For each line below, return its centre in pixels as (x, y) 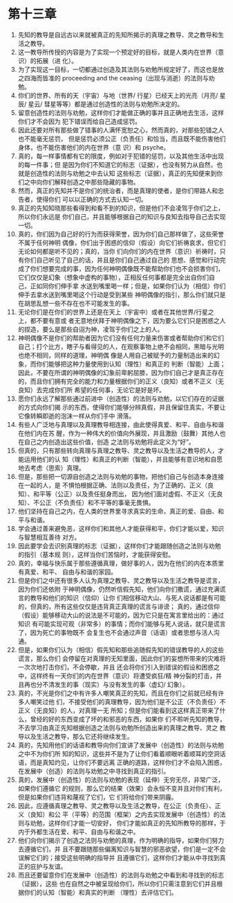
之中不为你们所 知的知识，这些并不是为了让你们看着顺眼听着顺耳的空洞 (119, 753)
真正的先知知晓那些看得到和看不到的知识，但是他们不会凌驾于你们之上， (121, 208)
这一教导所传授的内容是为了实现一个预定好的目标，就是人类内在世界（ (118, 52)
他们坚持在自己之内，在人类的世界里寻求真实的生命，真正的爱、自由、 (118, 511)
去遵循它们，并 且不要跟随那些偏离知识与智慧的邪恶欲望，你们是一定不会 (122, 849)
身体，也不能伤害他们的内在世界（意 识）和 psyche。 (94, 147)
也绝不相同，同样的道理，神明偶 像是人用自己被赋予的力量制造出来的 (115, 355)
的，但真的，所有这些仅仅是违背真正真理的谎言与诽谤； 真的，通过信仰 (119, 606)
